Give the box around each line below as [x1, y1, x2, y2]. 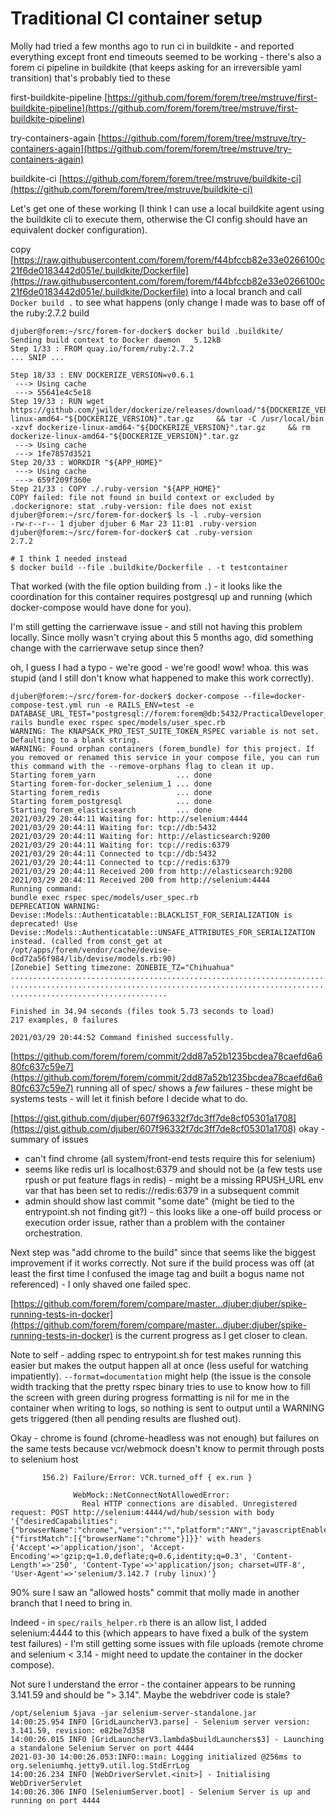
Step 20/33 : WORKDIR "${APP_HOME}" [10, 457, 163, 467]
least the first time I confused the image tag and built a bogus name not [10, 1267, 305, 1279]
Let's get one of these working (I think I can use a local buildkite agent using [10, 202, 325, 214]
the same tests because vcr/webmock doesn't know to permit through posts [10, 1442, 325, 1454]
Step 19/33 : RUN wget [10, 396, 105, 406]
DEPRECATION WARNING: [10, 901, 101, 911]
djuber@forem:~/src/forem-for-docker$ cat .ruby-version [10, 527, 253, 537]
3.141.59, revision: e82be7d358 [10, 1725, 145, 1736]
